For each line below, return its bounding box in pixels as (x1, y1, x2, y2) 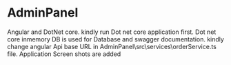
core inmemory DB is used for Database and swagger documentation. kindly (7, 35, 224, 43)
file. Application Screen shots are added (7, 50, 121, 58)
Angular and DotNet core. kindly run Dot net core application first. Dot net (7, 28, 217, 36)
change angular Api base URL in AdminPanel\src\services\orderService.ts (7, 42, 217, 50)
